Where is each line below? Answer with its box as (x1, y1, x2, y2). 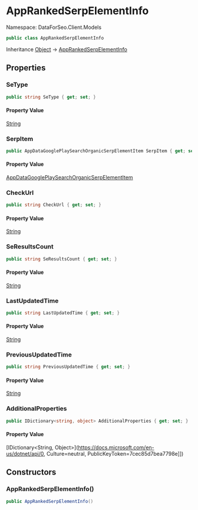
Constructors (6, 467, 57, 478)
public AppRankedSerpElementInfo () (6, 498, 94, 504)
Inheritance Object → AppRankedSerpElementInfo (6, 45, 128, 53)
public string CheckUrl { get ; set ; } (6, 202, 101, 208)
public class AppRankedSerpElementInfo (6, 35, 104, 41)
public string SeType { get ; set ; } (6, 94, 96, 100)
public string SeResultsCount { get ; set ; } (6, 256, 117, 262)
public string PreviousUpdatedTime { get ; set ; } (6, 364, 131, 370)
